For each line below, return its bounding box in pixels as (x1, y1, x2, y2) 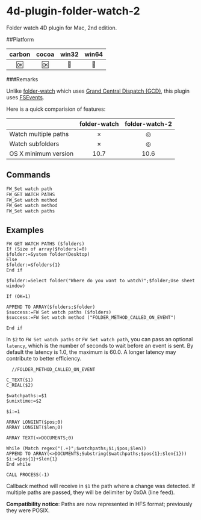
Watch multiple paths (9, 129, 69, 138)
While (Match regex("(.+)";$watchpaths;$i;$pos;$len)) (6, 445, 147, 451)
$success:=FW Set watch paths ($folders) (6, 309, 112, 315)
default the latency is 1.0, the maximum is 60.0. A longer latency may (6, 348, 176, 356)
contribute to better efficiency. (6, 354, 82, 362)
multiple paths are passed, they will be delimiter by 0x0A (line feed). (6, 489, 175, 496)
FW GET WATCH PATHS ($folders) (6, 241, 85, 247)
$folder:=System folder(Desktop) (6, 251, 90, 257)
